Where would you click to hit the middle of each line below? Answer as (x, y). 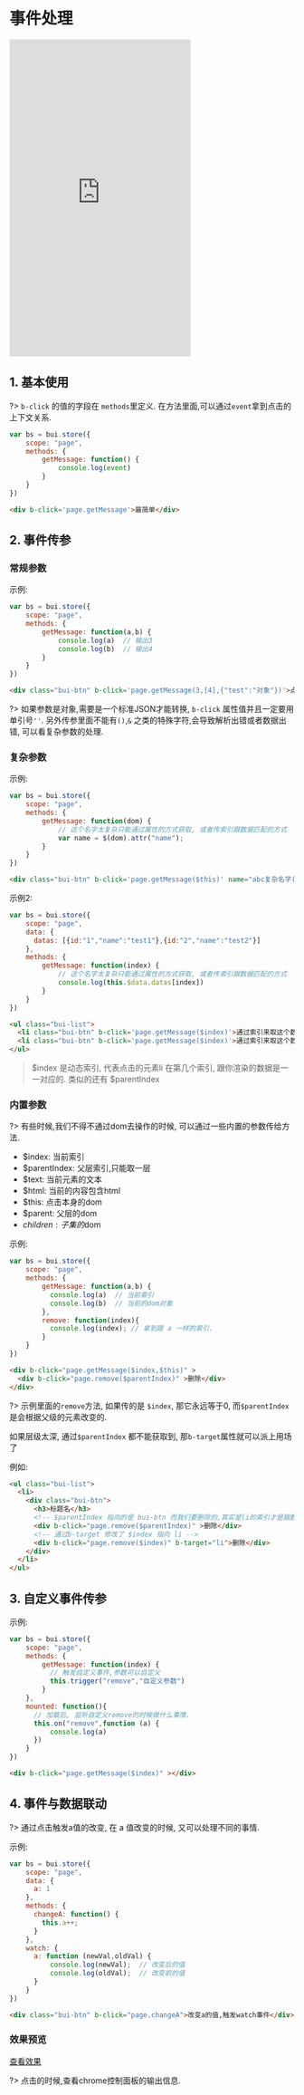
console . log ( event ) (94, 468)
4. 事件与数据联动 (58, 1804)
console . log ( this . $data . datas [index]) (131, 983)
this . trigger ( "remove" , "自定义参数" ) (117, 1681)
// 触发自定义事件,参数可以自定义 (105, 1673)
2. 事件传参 (40, 540)
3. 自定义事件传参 (58, 1598)
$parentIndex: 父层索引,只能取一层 (86, 1168)
